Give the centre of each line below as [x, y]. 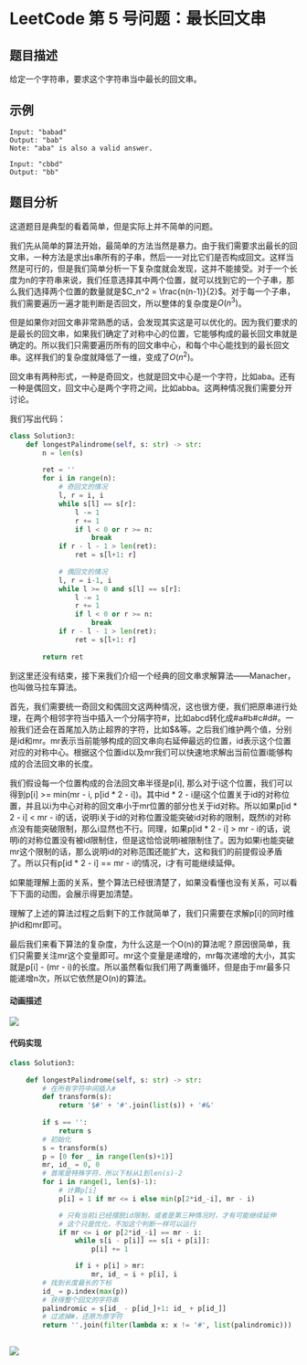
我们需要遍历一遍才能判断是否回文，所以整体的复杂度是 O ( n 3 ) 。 [128, 302]
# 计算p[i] [78, 1190]
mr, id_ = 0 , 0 [71, 1165]
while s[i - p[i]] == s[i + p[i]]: [142, 1241]
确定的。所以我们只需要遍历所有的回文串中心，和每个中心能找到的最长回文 [149, 345]
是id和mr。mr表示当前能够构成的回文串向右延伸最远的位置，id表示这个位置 [150, 740]
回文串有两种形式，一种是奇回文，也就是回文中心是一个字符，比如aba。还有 [153, 376]
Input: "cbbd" [37, 164]
